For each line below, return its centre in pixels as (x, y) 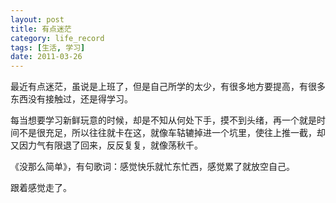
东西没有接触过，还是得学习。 (71, 99)
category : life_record (57, 38)
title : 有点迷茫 (41, 29)
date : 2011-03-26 (46, 57)
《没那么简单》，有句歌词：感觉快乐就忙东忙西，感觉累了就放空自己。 (152, 167)
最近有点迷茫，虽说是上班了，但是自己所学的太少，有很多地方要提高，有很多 (168, 87)
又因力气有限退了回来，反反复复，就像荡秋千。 (106, 145)
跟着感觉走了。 (41, 188)
